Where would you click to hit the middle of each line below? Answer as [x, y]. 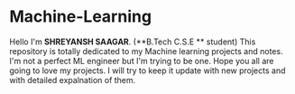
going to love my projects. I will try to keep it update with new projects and [147, 70]
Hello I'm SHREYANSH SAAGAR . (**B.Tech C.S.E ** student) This [133, 42]
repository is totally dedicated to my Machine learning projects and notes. [146, 51]
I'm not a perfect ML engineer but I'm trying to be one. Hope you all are [142, 61]
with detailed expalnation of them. [73, 80]
